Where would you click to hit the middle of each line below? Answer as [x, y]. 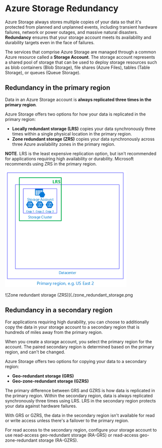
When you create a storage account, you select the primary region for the [79, 341]
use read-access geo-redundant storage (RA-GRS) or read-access [72, 435]
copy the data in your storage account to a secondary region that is [72, 327]
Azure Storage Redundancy [62, 8]
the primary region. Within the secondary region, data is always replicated [79, 396]
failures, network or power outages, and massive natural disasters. [72, 32]
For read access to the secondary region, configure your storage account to [81, 430]
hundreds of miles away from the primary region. [54, 332]
